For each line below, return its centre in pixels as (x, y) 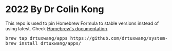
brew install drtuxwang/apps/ (43, 43)
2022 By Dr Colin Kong (55, 9)
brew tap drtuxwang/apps (36, 38)
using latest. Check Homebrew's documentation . (57, 28)
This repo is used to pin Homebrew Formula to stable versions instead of (82, 23)
